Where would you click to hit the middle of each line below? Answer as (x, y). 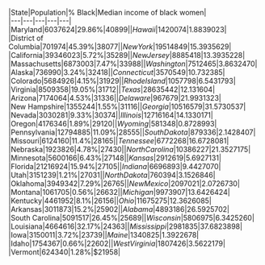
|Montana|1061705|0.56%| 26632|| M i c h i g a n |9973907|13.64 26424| (119, 192)
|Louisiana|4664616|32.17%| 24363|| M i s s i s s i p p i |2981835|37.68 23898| (126, 226)
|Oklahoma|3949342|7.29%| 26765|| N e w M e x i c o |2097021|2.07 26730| (124, 184)
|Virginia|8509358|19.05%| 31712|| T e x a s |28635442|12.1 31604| (112, 89)
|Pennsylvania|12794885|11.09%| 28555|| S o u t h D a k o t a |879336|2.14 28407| (132, 132)
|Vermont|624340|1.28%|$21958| (65, 252)
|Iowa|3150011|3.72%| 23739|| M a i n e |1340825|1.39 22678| (104, 235)
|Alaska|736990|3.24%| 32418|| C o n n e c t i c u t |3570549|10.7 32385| (117, 72)
